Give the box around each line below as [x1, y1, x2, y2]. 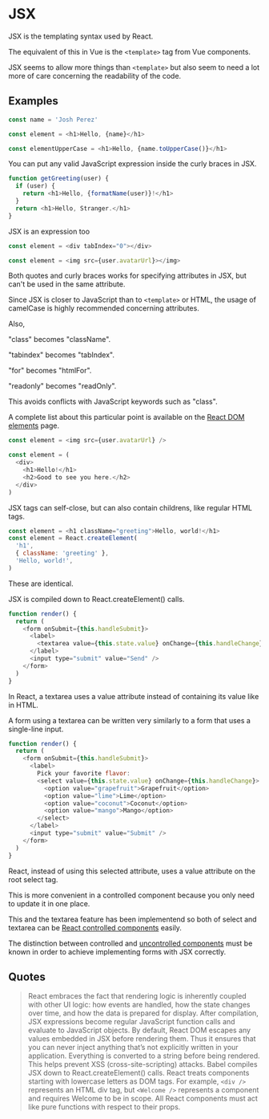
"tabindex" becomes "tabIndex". [8, 350, 114, 360]
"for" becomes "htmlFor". [8, 366, 92, 376]
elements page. [8, 421, 60, 430]
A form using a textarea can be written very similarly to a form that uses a [8, 715, 251, 725]
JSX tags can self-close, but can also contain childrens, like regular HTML [8, 503, 252, 512]
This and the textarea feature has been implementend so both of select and [8, 914, 258, 924]
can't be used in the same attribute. [8, 279, 126, 289]
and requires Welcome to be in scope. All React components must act [27, 1093, 259, 1104]
